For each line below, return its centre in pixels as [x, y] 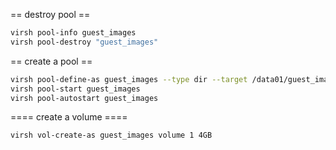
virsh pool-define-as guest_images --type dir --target [129, 79]
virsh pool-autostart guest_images [84, 98]
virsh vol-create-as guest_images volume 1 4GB [111, 135]
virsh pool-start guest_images [75, 89]
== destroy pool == [50, 14]
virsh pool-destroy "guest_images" [84, 42]
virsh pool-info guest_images [73, 33]
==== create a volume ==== [69, 117]
